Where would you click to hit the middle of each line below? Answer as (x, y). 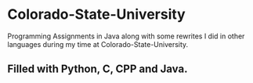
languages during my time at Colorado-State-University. (98, 44)
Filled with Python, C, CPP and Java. (98, 69)
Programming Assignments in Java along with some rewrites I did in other (126, 36)
